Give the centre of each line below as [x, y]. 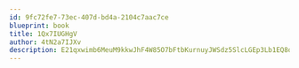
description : [33, 50]
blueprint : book [39, 26]
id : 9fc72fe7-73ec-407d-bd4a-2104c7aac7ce [89, 17]
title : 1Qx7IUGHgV [43, 34]
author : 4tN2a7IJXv [45, 42]
